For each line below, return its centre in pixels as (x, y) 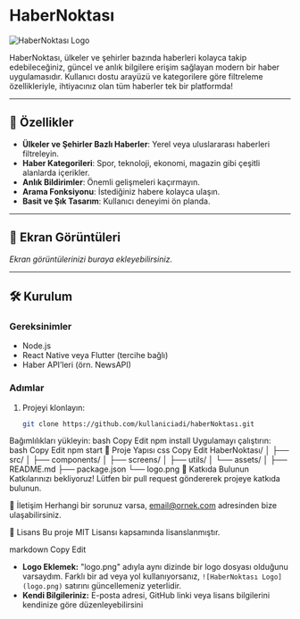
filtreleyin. (41, 154)
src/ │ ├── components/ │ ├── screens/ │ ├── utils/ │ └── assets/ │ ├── (148, 460)
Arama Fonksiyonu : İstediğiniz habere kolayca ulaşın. (121, 191)
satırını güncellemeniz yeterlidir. (123, 586)
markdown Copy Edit (48, 549)
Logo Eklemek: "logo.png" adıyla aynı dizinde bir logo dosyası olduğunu (155, 567)
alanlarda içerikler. (56, 172)
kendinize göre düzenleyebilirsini (83, 605)
